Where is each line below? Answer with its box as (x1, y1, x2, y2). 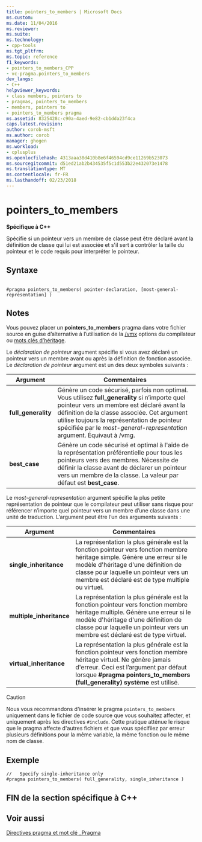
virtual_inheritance (9, 659, 65, 668)
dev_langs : (6, 76, 34, 82)
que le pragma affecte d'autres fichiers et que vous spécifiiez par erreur (6, 725, 185, 732)
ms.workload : (6, 143, 39, 150)
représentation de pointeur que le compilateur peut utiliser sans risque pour (6, 500, 194, 508)
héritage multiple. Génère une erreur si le (75, 608, 191, 616)
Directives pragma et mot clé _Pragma (6, 829, 101, 837)
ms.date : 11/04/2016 (6, 20, 58, 26)
